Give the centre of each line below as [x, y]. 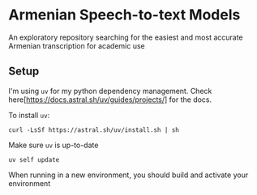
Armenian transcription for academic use [77, 45]
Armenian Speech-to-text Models [124, 15]
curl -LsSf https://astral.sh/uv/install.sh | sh [94, 130]
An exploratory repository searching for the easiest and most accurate [126, 37]
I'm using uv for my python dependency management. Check [110, 91]
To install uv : [29, 115]
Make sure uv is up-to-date [54, 145]
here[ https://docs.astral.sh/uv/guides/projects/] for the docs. [110, 100]
